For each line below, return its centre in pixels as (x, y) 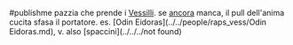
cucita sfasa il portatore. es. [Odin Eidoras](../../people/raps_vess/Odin (138, 22)
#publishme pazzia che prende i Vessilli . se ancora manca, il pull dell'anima (147, 13)
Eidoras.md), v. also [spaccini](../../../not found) (95, 31)
